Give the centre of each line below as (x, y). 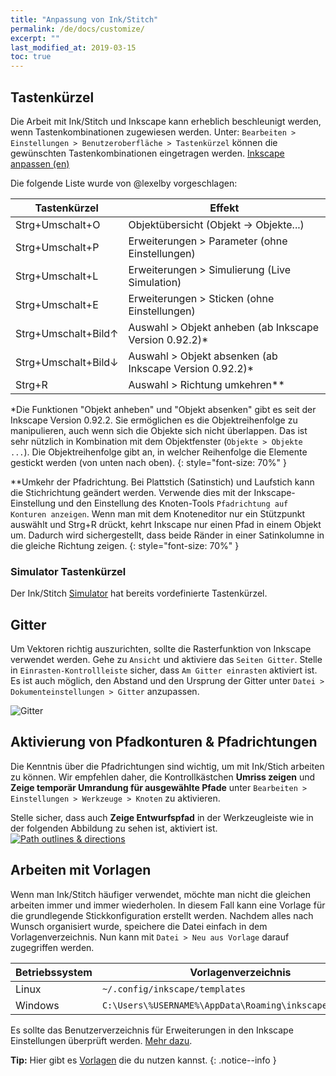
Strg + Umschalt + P (57, 247)
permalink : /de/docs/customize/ (77, 29)
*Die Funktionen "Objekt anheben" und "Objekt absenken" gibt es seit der (163, 409)
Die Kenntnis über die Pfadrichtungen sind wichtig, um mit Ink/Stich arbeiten (167, 766)
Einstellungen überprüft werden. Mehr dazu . (101, 1040)
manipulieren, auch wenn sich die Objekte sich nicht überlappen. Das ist (159, 430)
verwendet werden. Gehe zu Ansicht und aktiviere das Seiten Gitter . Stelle (166, 660)
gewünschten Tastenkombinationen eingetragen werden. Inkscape (147, 153)
